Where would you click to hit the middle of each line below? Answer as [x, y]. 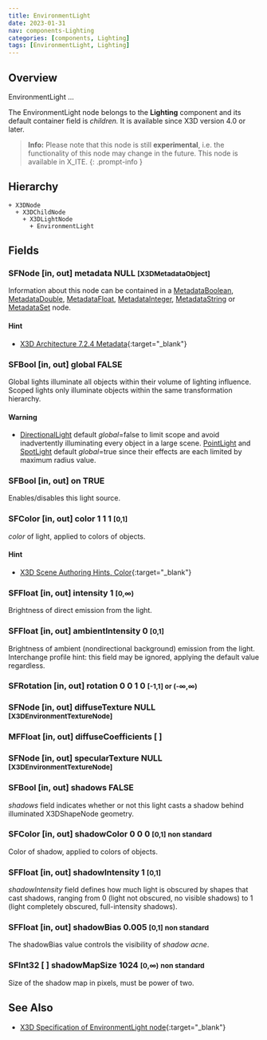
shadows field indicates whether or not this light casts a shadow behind [126, 805]
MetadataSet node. [40, 307]
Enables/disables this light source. [65, 498]
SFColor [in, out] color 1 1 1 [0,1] [68, 519]
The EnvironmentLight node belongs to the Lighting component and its [125, 112]
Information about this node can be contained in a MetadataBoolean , [121, 291]
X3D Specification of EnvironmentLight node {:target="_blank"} [123, 1027]
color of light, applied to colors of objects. [77, 536]
